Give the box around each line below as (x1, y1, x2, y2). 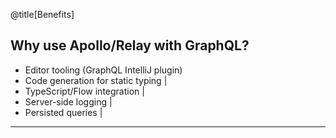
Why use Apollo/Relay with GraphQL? (10, 37, 250, 54)
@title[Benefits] (10, 9, 75, 20)
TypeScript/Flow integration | (24, 85, 145, 97)
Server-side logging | (24, 95, 113, 108)
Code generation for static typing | (24, 74, 168, 86)
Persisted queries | (24, 106, 103, 118)
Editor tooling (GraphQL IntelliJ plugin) (24, 64, 183, 76)
